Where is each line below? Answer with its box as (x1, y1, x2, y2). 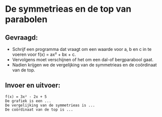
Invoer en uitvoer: (5, 81, 61, 90)
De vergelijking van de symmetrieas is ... (5, 103, 95, 108)
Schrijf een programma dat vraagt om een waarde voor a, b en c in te (12, 47, 152, 52)
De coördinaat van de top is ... (5, 107, 73, 112)
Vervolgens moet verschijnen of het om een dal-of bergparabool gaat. (12, 57, 154, 62)
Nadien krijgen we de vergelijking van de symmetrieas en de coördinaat (12, 62, 157, 68)
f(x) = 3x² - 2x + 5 (5, 94, 47, 99)
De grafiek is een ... (5, 98, 51, 103)
